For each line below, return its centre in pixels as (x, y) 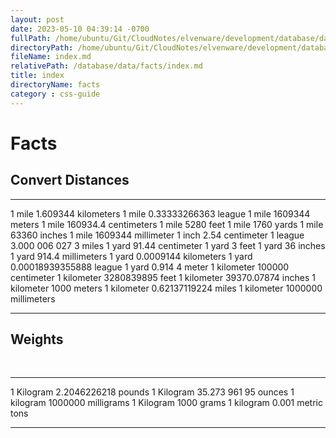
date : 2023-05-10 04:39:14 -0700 (80, 29)
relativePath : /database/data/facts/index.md (106, 66)
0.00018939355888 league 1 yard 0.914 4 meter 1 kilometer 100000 (150, 267)
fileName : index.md (51, 57)
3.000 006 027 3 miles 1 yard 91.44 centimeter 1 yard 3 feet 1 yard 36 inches (168, 245)
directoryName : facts (55, 85)
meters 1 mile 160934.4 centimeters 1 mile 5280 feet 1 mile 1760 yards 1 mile (167, 224)
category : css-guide (55, 94)
